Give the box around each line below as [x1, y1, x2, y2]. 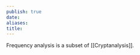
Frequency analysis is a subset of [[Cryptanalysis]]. [6, 42, 135, 49]
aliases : [6, 20, 28, 26]
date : [6, 14, 20, 20]
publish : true [6, 8, 42, 15]
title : [6, 25, 23, 32]
